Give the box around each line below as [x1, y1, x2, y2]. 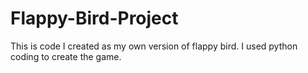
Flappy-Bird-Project [10, 7, 179, 30]
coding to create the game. [10, 50, 122, 62]
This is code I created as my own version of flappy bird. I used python [10, 40, 298, 52]
